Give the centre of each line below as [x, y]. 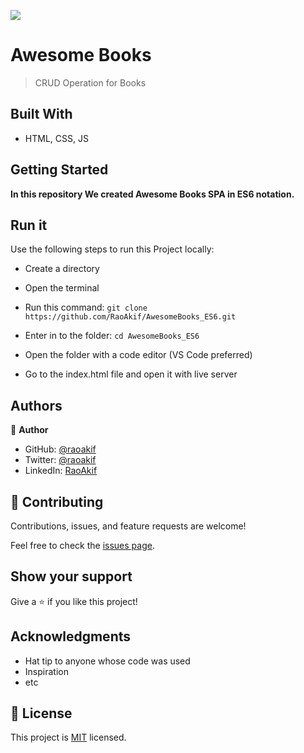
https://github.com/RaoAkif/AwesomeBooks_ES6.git [130, 317]
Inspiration [46, 671]
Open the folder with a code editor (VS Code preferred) [138, 355]
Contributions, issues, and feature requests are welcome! [128, 526]
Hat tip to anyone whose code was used [107, 661]
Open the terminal [62, 288]
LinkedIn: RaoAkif [61, 471]
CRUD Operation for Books [90, 82]
